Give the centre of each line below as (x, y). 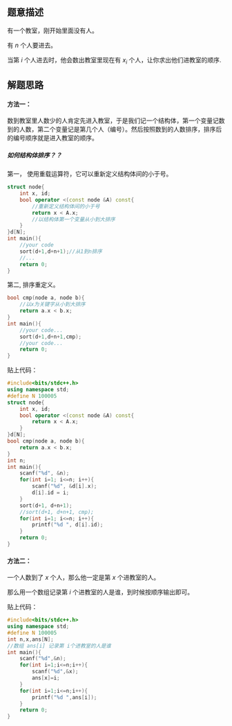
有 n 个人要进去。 (32, 45)
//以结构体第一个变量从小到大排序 (74, 219)
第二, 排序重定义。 (33, 285)
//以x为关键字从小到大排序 (52, 304)
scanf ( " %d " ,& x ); (55, 672)
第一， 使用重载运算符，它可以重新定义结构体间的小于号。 (90, 174)
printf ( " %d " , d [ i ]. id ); (68, 525)
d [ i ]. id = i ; (51, 493)
